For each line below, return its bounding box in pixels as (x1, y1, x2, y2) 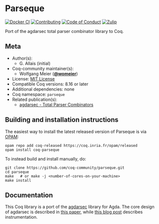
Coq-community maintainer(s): (12, 65, 74, 71)
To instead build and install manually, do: (5, 156, 86, 161)
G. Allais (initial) (19, 60, 51, 66)
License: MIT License (12, 76, 55, 81)
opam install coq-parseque (5, 147, 60, 152)
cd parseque (5, 169, 29, 175)
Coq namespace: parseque (12, 91, 65, 97)
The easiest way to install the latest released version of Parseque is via (5, 128, 147, 134)
